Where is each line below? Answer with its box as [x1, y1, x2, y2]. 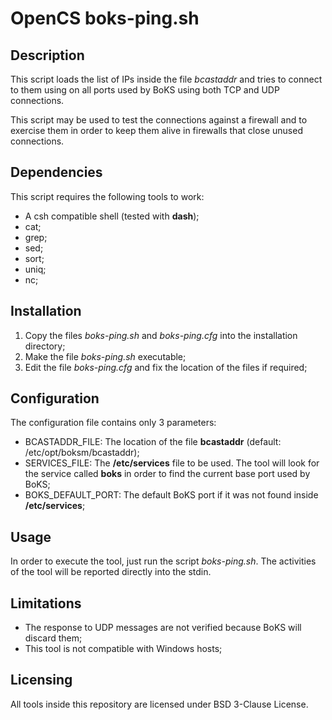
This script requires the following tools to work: [10, 190, 205, 202]
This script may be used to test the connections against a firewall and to [10, 114, 308, 126]
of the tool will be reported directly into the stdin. [10, 566, 212, 578]
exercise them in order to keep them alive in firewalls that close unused [10, 125, 303, 136]
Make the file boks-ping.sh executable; [24, 350, 187, 362]
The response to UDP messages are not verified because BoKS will [24, 622, 302, 634]
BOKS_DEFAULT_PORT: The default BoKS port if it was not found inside [24, 489, 319, 501]
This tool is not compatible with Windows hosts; [24, 643, 223, 655]
